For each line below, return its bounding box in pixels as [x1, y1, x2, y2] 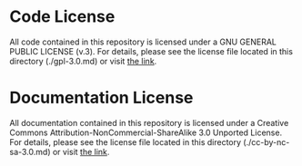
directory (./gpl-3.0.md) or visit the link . [9, 55, 157, 66]
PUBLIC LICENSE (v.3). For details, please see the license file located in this [9, 45, 294, 56]
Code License [9, 6, 116, 27]
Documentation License [9, 88, 194, 108]
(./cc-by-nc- [243, 136, 290, 147]
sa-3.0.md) [9, 146, 51, 157]
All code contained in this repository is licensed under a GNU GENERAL [9, 36, 277, 47]
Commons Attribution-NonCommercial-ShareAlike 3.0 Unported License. [9, 127, 283, 138]
